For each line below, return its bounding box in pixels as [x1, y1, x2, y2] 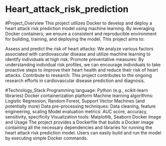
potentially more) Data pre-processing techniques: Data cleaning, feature [5, 103, 156, 109]
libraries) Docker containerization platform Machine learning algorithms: [5, 92, 153, 98]
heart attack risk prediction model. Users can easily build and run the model [5, 129, 161, 135]
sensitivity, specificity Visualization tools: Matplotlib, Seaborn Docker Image [5, 113, 161, 119]
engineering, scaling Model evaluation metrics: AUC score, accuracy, [5, 108, 147, 114]
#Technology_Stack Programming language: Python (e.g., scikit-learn [5, 87, 148, 93]
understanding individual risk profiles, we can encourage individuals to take [5, 61, 161, 67]
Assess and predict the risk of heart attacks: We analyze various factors [5, 45, 153, 51]
